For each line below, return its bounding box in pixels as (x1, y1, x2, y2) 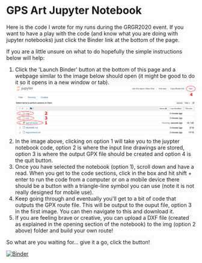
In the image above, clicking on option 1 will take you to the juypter (14, 138, 180, 145)
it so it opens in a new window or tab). (14, 79, 109, 86)
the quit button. (14, 157, 54, 164)
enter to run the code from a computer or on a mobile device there (14, 176, 180, 183)
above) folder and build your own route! (14, 227, 113, 234)
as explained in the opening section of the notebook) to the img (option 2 (14, 220, 196, 228)
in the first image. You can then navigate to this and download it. (14, 208, 174, 215)
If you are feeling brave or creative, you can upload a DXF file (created (14, 214, 189, 222)
